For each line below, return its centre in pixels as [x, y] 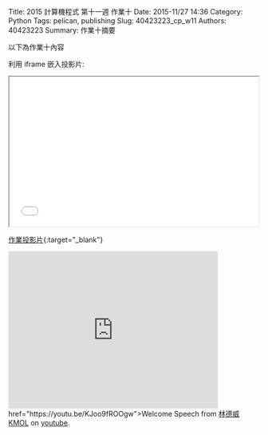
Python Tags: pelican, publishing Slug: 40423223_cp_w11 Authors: [118, 21]
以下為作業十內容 [36, 47]
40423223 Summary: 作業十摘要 [62, 30]
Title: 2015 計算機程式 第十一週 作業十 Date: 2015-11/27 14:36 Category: [126, 12]
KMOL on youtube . [39, 423]
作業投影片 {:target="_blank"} [56, 239]
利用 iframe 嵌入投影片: [47, 64]
